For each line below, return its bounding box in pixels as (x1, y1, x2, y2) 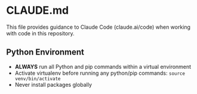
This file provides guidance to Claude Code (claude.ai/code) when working (6, 23, 191, 31)
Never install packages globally (14, 81, 93, 88)
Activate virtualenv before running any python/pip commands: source (14, 69, 185, 77)
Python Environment (6, 47, 85, 57)
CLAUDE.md (6, 4, 69, 17)
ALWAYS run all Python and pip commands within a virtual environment (14, 63, 192, 70)
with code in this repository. (6, 29, 75, 37)
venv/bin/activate (14, 75, 61, 81)
